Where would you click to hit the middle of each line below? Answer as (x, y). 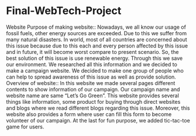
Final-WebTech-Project (64, 11)
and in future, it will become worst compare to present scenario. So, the (92, 52)
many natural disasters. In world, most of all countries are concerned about (97, 39)
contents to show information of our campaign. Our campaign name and (93, 89)
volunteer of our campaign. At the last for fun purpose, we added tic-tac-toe (98, 120)
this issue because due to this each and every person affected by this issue (97, 46)
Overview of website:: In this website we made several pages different (91, 83)
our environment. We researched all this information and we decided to (92, 64)
